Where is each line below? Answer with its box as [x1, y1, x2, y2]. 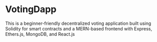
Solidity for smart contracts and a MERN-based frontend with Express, [5, 25, 152, 31]
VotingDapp [5, 4, 57, 15]
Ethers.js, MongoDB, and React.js [5, 31, 75, 37]
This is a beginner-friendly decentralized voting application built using [5, 20, 151, 26]
